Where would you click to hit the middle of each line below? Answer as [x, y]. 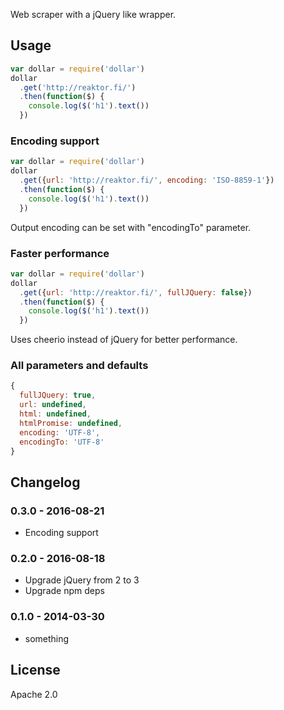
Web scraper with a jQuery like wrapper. [93, 14]
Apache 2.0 [34, 694]
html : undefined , [55, 414]
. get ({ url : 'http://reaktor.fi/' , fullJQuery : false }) [136, 292]
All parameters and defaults [79, 366]
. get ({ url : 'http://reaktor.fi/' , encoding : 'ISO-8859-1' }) [147, 180]
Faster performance [60, 253]
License [35, 670]
